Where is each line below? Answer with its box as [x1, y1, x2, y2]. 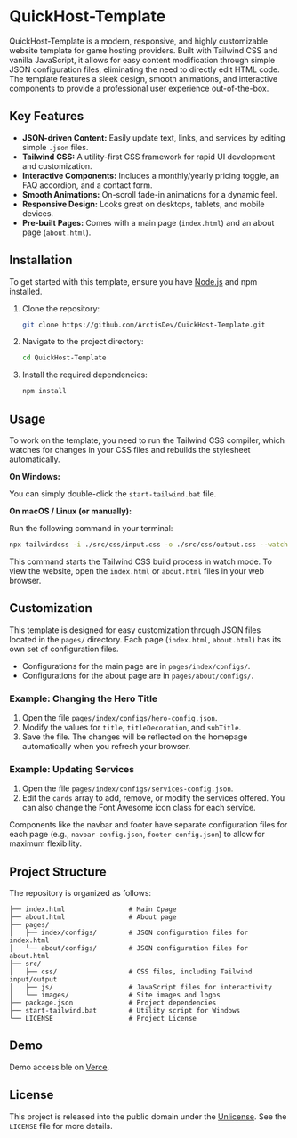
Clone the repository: [21, 303, 100, 313]
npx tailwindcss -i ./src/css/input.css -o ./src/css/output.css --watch [9, 540, 289, 549]
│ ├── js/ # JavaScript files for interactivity [9, 983, 273, 992]
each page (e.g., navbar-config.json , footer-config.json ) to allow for [9, 829, 265, 840]
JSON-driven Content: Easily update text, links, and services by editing [21, 132, 285, 143]
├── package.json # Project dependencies [9, 998, 217, 1007]
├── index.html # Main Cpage [9, 905, 177, 914]
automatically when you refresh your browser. [21, 740, 191, 751]
